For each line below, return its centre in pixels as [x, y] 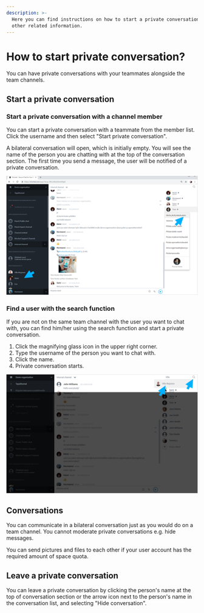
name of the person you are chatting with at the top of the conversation [96, 154]
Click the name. [35, 360]
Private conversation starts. [49, 366]
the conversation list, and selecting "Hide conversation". [76, 603]
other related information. [47, 26]
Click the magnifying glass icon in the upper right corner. [86, 347]
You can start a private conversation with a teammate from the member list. [101, 130]
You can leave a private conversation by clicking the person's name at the [99, 590]
